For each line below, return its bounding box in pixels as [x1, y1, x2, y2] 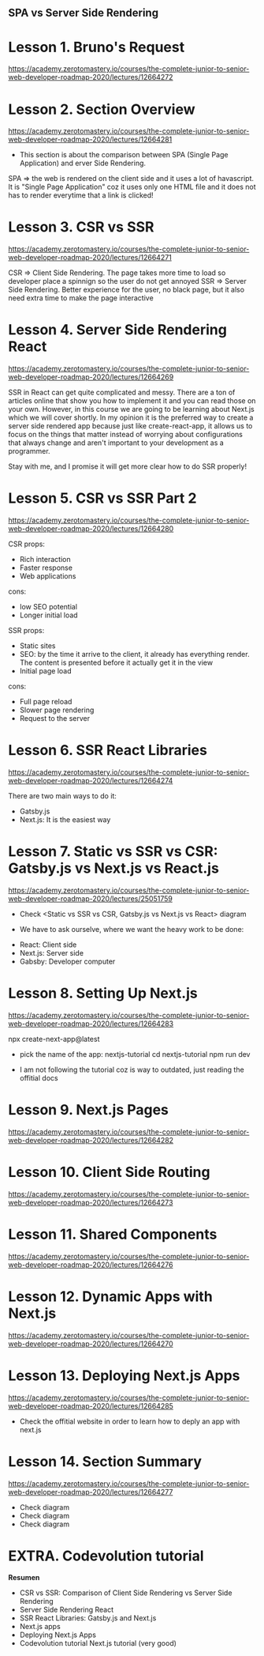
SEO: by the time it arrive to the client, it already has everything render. [19, 650, 250, 659]
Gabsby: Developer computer [19, 956, 116, 966]
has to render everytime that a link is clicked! [8, 190, 154, 200]
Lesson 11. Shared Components [8, 1225, 218, 1243]
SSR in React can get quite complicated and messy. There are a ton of [8, 387, 236, 398]
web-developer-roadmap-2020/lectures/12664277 [8, 1487, 173, 1496]
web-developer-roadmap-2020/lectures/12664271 [8, 253, 172, 262]
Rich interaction [19, 555, 71, 564]
